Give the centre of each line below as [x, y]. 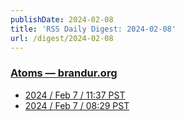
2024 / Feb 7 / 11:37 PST [75, 95]
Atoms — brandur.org [64, 73]
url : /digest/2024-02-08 [62, 38]
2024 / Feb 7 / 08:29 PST [77, 105]
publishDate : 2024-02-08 [62, 19]
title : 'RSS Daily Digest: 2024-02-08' [93, 29]
